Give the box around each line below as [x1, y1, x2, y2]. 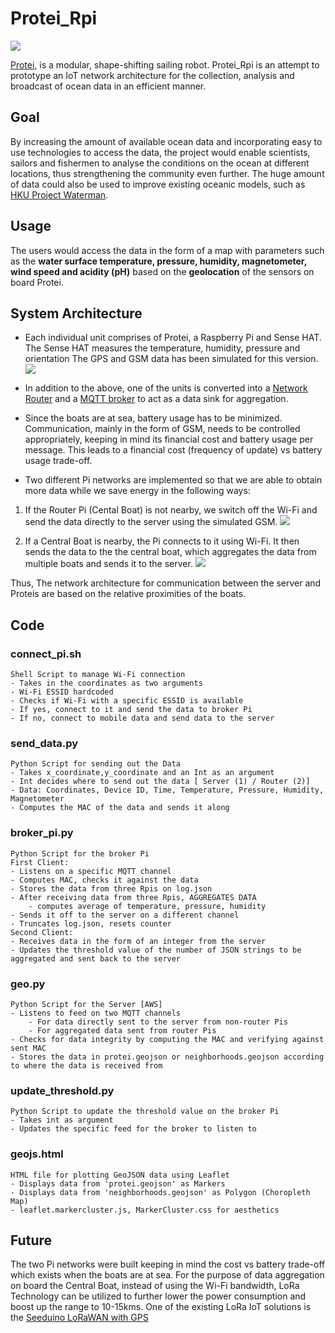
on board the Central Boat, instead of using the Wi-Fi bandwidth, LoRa [10, 1280, 300, 1292]
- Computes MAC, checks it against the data [10, 875, 199, 885]
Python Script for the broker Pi [10, 848, 150, 859]
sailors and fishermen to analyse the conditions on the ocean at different [10, 157, 310, 169]
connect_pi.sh [10, 647, 82, 661]
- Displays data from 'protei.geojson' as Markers [10, 1178, 226, 1189]
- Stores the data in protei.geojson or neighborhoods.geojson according [10, 1052, 325, 1062]
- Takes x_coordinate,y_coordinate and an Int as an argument [10, 768, 275, 778]
